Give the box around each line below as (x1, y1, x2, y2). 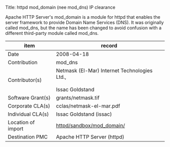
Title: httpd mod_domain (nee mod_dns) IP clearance (5, 5, 115, 10)
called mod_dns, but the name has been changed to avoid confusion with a (5, 25, 162, 31)
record (101, 42, 117, 49)
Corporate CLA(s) (8, 103, 51, 109)
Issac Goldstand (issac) (56, 111, 112, 118)
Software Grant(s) (8, 94, 51, 101)
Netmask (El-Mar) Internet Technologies (56, 67, 153, 74)
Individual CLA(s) (8, 111, 49, 118)
